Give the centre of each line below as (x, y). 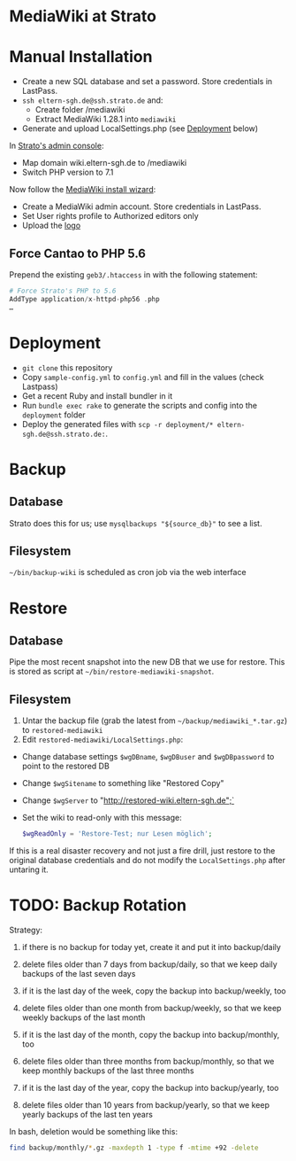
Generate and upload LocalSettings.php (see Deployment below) (140, 129)
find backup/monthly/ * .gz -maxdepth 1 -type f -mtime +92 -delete (134, 1148)
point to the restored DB (66, 766)
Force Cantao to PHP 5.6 (77, 253)
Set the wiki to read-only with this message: (102, 818)
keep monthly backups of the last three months (108, 1071)
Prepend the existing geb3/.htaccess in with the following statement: (133, 274)
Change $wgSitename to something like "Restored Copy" (123, 783)
